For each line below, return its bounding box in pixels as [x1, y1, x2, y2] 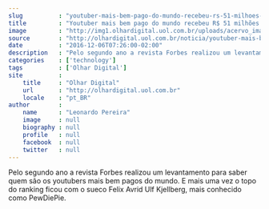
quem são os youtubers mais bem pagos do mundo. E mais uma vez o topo [8, 176, 257, 186]
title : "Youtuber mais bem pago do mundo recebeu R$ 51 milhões [8, 19, 260, 27]
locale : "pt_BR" [22, 94, 91, 102]
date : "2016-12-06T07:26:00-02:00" [8, 42, 163, 50]
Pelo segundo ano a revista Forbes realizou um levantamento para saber [8, 167, 247, 177]
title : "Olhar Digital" [22, 78, 120, 86]
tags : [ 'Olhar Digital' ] [8, 64, 127, 72]
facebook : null [22, 138, 81, 147]
